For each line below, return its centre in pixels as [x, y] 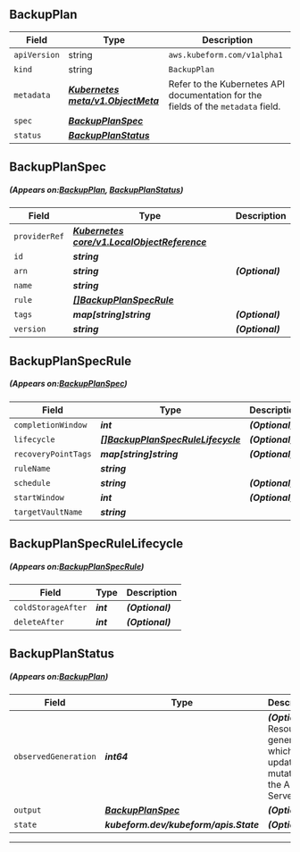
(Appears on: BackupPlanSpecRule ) [77, 566]
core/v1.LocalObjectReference [140, 242]
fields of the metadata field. [225, 106]
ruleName [32, 468]
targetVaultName [48, 512]
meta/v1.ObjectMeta [113, 100]
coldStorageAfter [50, 607]
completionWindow [50, 425]
